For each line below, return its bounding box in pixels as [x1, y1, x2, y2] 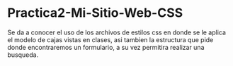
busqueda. [7, 51, 39, 59]
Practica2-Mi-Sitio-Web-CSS [7, 5, 183, 21]
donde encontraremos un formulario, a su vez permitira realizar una [7, 43, 205, 51]
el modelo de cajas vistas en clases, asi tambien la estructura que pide [7, 35, 214, 44]
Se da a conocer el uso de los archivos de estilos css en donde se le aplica [7, 28, 227, 37]
